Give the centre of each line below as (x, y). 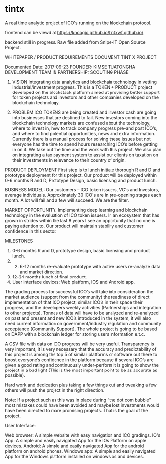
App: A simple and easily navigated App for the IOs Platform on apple (76, 440)
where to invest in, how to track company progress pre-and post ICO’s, (85, 128)
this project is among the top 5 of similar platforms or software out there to (81, 354)
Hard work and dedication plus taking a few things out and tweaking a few (81, 385)
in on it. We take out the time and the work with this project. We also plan (87, 149)
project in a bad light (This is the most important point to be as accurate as (81, 370)
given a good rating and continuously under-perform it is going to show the (82, 365)
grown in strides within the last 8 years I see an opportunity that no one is (80, 220)
